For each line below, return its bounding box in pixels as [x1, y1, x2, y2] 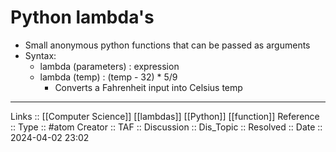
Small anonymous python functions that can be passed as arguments [24, 39, 311, 51]
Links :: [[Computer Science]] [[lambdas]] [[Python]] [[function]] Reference [10, 110, 320, 122]
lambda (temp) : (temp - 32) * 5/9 [39, 71, 178, 83]
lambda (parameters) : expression [39, 60, 180, 72]
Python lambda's [10, 6, 155, 29]
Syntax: [24, 49, 57, 61]
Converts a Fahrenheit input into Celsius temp [54, 81, 243, 93]
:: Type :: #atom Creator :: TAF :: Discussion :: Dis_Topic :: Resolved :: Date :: [10, 121, 323, 133]
